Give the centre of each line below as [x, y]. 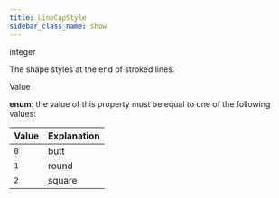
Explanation [74, 136]
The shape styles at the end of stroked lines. [92, 69]
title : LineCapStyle [48, 18]
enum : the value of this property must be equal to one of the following [140, 103]
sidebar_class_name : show [58, 26]
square [63, 180]
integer [23, 51]
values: [23, 113]
